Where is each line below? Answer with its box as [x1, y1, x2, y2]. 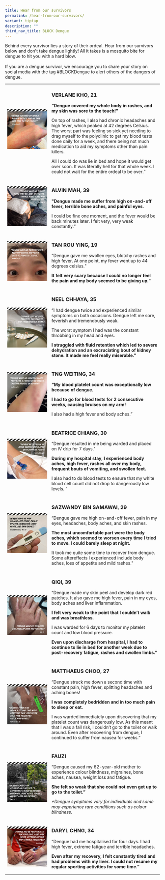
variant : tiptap [5, 18, 38, 23]
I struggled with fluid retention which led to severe [51, 342, 158, 348]
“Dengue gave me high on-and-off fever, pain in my [51, 515, 157, 521]
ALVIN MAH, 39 [51, 187, 90, 194]
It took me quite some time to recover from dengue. [51, 550, 156, 556]
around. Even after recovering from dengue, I [51, 729, 142, 735]
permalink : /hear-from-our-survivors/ [5, 13, 84, 18]
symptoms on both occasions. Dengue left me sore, [51, 312, 156, 318]
